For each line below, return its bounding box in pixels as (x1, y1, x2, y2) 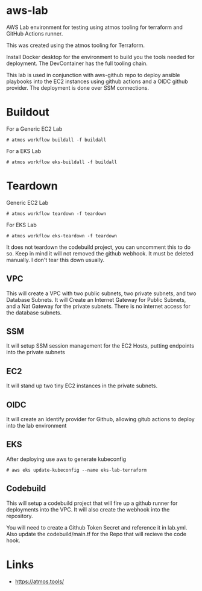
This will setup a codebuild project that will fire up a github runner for (6, 499, 178, 507)
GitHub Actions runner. (6, 30, 63, 37)
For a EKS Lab (6, 147, 42, 154)
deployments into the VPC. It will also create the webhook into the (6, 505, 170, 513)
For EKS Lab (6, 221, 37, 228)
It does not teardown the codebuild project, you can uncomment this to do (6, 243, 191, 251)
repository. (6, 512, 33, 519)
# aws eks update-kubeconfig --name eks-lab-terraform (6, 467, 147, 473)
